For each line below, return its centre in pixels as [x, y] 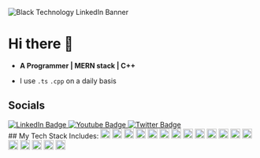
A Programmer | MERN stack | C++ [77, 65]
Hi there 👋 [41, 44]
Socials [27, 106]
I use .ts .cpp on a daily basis [68, 81]
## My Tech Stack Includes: [54, 136]
